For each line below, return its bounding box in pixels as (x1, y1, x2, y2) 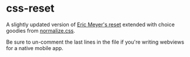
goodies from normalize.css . (6, 27, 75, 34)
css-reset (6, 2, 55, 15)
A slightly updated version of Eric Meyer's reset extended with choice (6, 21, 175, 28)
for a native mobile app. (6, 44, 64, 51)
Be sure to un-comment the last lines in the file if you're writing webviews (6, 38, 184, 45)
